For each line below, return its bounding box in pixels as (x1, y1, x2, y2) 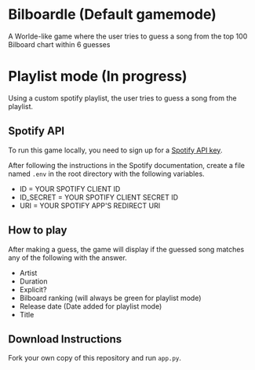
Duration (19, 277, 48, 286)
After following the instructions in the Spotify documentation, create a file (8, 160, 246, 170)
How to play (8, 224, 67, 237)
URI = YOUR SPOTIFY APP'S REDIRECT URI (19, 200, 161, 210)
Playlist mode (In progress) (8, 68, 188, 86)
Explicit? (19, 284, 47, 294)
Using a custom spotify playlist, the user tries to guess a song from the (8, 93, 237, 103)
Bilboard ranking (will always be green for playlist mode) (19, 293, 202, 302)
